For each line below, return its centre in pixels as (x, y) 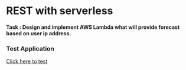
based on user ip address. (39, 33)
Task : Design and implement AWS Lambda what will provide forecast (93, 27)
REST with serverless (60, 11)
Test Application (30, 48)
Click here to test (27, 61)
